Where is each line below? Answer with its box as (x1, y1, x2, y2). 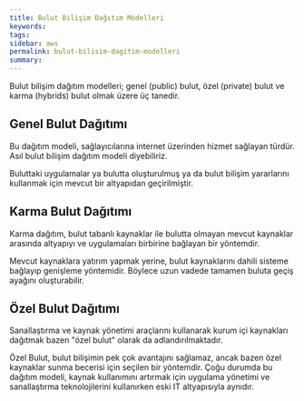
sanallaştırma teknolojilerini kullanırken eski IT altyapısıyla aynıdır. (9, 381, 254, 392)
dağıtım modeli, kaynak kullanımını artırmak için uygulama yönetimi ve (9, 372, 270, 383)
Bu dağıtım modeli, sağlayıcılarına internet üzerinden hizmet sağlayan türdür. (9, 140, 295, 151)
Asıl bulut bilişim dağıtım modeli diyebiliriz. (9, 150, 168, 161)
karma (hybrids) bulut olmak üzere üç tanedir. (9, 90, 180, 101)
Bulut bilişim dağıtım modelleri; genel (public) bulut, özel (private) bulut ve (9, 81, 285, 91)
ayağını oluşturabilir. (9, 275, 84, 286)
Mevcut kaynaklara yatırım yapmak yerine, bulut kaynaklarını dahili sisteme (9, 256, 289, 266)
